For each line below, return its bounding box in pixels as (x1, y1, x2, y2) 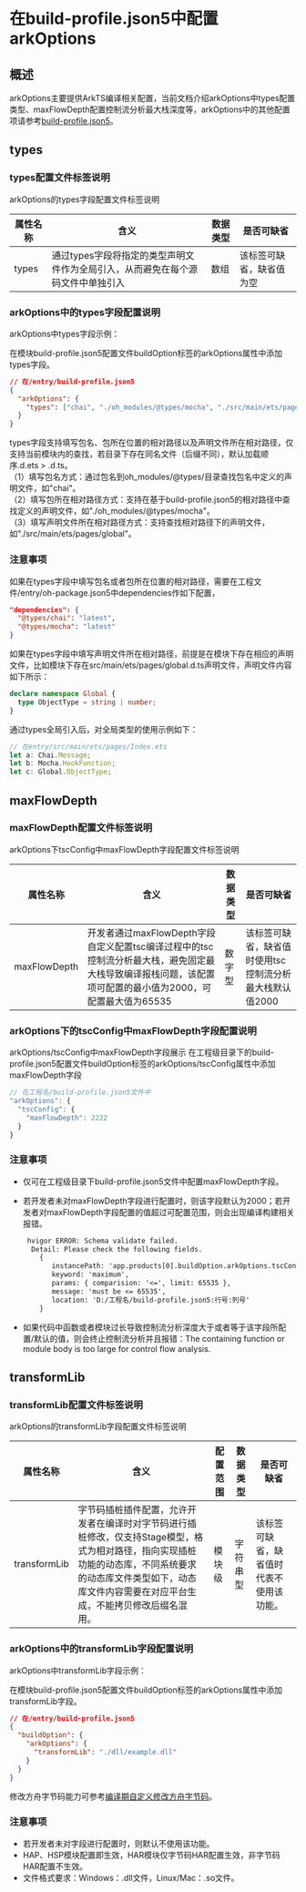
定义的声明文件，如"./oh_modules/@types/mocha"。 (16, 506, 216, 516)
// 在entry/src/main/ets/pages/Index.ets (9, 741, 168, 752)
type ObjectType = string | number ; (17, 698, 157, 707)
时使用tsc (245, 954, 287, 966)
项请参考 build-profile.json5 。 (9, 116, 118, 126)
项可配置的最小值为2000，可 (87, 981, 212, 994)
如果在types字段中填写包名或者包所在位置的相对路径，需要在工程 (9, 576, 254, 587)
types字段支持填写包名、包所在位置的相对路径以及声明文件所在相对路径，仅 (9, 437, 294, 448)
